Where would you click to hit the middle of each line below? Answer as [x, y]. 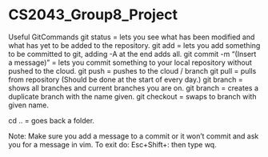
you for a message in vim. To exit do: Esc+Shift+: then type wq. [113, 144]
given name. [29, 105]
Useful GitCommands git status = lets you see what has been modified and [132, 37]
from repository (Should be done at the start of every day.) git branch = [126, 79]
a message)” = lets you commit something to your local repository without [130, 62]
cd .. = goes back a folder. [51, 120]
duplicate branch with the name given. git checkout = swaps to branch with [132, 96]
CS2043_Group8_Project [93, 15]
